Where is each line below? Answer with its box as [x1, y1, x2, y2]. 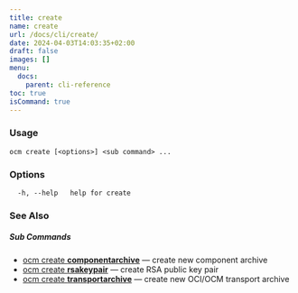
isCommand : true [9, 96, 70, 106]
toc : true [9, 88, 47, 97]
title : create [9, 13, 63, 23]
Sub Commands [9, 232, 71, 243]
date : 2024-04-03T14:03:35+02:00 [9, 38, 135, 48]
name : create [9, 22, 59, 31]
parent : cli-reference [25, 80, 111, 89]
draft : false [9, 47, 59, 56]
